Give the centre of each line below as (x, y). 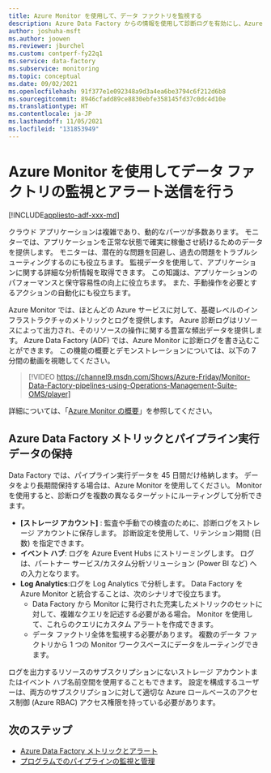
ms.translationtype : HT (49, 106)
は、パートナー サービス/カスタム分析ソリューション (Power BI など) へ (138, 563)
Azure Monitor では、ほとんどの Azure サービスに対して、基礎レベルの (126, 310)
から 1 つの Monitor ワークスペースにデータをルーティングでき (156, 644)
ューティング (30, 262)
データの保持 (40, 454)
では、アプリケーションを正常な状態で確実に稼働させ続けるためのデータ (142, 242)
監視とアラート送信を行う (150, 192)
